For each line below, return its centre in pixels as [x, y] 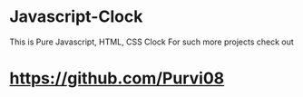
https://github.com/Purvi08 [117, 78]
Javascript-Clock [76, 17]
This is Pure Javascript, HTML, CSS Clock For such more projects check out [152, 42]
